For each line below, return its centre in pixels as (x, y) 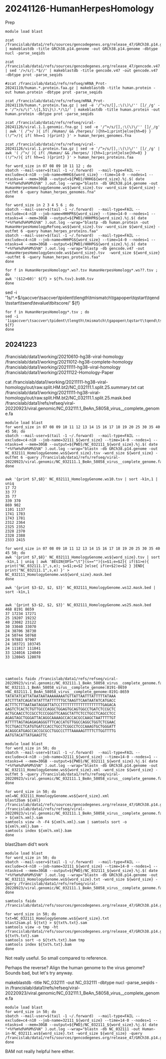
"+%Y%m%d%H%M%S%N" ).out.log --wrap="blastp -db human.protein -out (77, 222)
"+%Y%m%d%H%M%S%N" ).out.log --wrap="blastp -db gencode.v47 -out (75, 249)
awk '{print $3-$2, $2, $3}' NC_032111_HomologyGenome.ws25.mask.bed (78, 605)
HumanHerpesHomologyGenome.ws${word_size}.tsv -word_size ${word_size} (80, 187)
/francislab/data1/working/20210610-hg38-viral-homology (64, 356)
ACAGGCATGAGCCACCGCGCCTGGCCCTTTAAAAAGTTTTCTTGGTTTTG (61, 731)
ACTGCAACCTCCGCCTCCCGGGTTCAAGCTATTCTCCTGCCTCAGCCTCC (61, 713)
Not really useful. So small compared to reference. (56, 958)
